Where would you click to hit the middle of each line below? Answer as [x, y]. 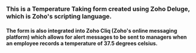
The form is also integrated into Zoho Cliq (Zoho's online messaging [92, 30]
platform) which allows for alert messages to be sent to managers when [97, 37]
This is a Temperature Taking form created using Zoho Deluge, [98, 9]
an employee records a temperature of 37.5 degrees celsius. [82, 43]
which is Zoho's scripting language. [59, 16]
